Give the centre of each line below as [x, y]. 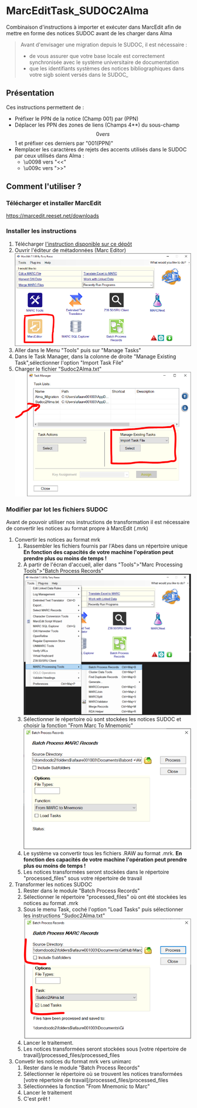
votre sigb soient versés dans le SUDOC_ [79, 74]
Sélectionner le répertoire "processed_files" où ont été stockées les [105, 897]
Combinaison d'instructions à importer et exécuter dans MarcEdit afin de [94, 27]
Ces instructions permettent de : [45, 107]
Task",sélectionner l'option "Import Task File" [69, 362]
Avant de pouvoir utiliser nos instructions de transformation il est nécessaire [98, 522]
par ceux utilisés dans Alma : [49, 155]
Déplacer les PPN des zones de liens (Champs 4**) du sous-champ [97, 125]
